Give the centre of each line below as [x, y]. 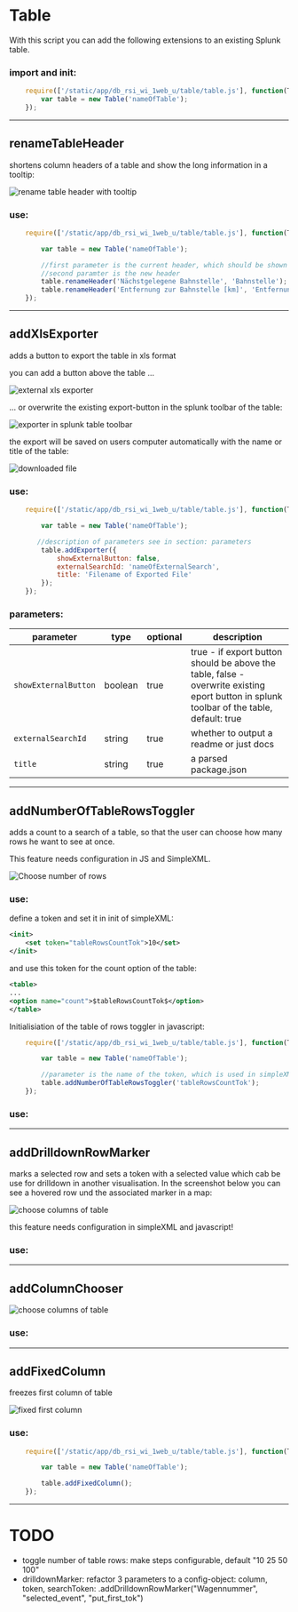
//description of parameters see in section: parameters [144, 542]
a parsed [209, 759]
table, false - [218, 674]
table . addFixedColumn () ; [87, 1484]
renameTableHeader [67, 144]
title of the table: [39, 451]
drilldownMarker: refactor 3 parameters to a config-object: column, [145, 1579]
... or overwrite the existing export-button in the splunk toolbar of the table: [146, 407]
